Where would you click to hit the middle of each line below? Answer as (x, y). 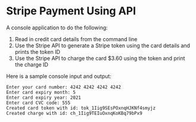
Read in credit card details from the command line (76, 39)
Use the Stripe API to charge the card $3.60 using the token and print (100, 58)
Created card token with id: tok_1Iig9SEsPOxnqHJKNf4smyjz (81, 108)
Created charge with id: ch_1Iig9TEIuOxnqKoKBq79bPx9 (74, 113)
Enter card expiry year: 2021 (44, 97)
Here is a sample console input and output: (59, 76)
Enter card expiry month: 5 (41, 92)
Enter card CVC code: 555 (38, 103)
